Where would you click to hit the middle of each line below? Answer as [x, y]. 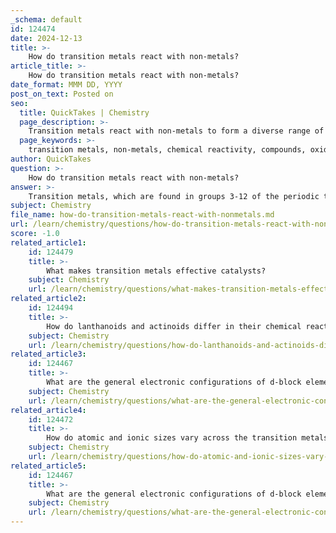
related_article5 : [48, 466]
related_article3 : [48, 354]
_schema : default [46, 19]
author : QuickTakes [51, 159]
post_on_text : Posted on [62, 94]
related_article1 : [48, 242]
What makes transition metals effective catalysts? [156, 271]
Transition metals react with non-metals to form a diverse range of [176, 131]
